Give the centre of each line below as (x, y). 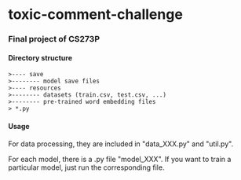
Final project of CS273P (54, 39)
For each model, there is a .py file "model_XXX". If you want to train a (120, 159)
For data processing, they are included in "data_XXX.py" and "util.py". (121, 144)
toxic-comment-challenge (95, 15)
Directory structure (40, 57)
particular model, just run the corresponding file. (86, 167)
